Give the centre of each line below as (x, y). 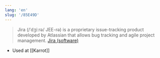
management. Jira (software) (48, 40)
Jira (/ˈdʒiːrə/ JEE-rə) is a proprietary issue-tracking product (81, 29)
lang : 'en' (16, 10)
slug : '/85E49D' (22, 15)
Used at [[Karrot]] (31, 50)
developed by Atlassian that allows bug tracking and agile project (86, 35)
